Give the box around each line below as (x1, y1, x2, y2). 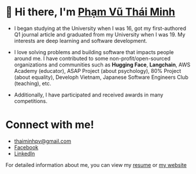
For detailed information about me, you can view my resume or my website (5, 161, 187, 168)
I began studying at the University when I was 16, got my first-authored (14, 25, 187, 32)
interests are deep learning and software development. (14, 37, 148, 44)
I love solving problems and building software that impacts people (14, 48, 174, 55)
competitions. (14, 97, 48, 105)
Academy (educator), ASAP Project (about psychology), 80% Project (14, 67, 181, 74)
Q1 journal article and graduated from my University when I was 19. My (14, 31, 186, 38)
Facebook (14, 143, 39, 150)
